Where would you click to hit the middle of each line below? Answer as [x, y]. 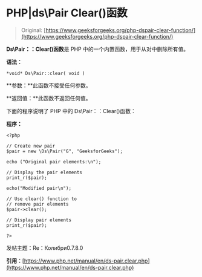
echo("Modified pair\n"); [39, 188]
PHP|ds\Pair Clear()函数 [67, 13]
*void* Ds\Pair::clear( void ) [46, 73]
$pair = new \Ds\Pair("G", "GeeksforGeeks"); [64, 151]
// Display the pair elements [44, 172]
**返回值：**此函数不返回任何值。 [49, 98]
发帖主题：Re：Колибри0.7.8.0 [45, 248]
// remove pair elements [37, 204]
